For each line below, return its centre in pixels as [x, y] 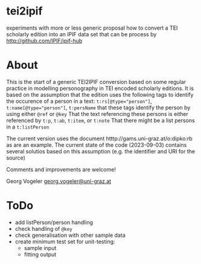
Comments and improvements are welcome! [61, 169]
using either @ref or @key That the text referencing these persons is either [97, 114]
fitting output [40, 254]
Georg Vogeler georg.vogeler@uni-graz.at [59, 181]
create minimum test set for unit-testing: [65, 241]
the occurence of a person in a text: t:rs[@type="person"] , [79, 101]
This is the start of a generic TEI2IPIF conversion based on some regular [96, 82]
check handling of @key [43, 228]
